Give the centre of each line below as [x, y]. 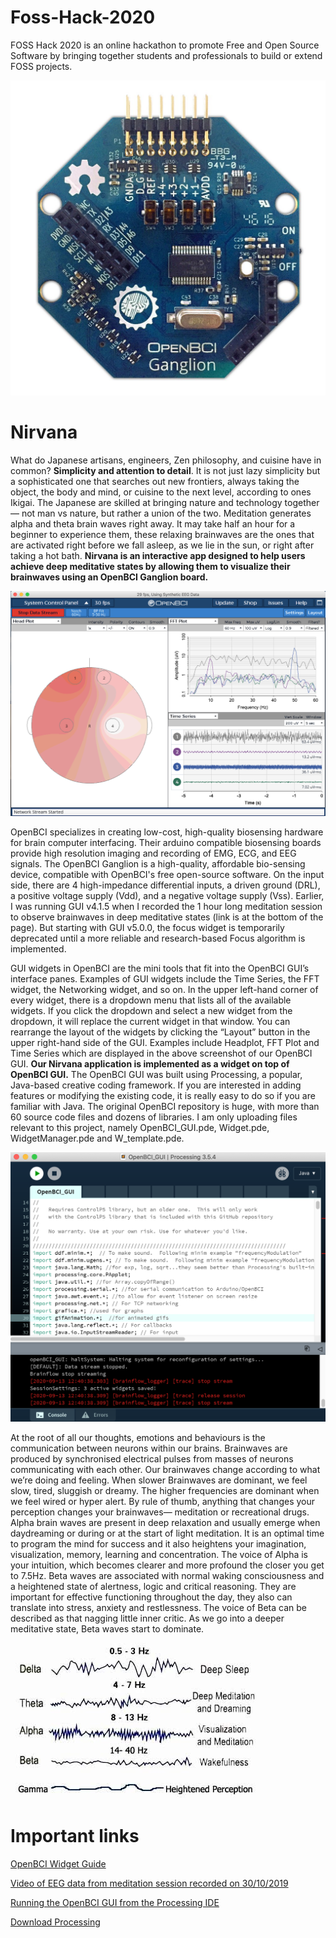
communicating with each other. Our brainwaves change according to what [165, 1470]
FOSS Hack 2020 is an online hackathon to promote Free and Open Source [165, 45]
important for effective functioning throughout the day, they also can [151, 1597]
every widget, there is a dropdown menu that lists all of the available [151, 1000]
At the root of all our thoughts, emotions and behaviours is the [138, 1438]
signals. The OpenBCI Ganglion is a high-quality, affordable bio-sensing [158, 863]
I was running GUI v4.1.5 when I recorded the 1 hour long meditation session [166, 906]
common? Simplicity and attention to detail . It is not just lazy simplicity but [165, 470]
